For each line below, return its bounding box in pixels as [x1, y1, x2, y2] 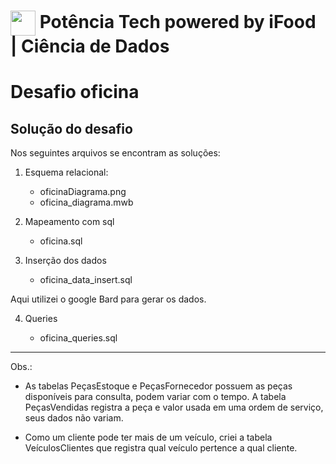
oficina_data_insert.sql [39, 274, 133, 286]
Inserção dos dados [24, 255, 107, 267]
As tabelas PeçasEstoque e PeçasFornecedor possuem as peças [24, 380, 293, 392]
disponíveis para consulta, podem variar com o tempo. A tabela [24, 391, 287, 403]
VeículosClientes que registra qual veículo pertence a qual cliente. [24, 442, 298, 454]
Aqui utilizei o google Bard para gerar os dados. [10, 293, 207, 305]
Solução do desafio [10, 120, 133, 137]
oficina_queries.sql [39, 332, 118, 344]
